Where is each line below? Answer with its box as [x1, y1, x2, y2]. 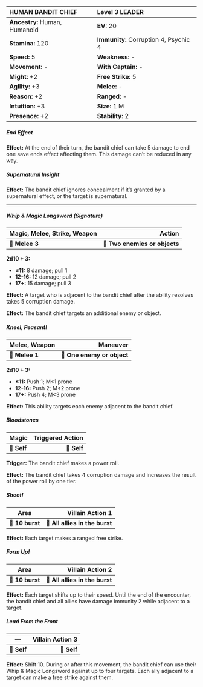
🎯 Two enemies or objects [103, 239, 179, 248]
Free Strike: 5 [97, 73, 137, 81]
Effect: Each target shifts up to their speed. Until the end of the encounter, [6, 591, 192, 599]
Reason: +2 [9, 92, 43, 101]
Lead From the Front [6, 618, 59, 625]
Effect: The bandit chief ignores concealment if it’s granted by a [6, 186, 166, 193]
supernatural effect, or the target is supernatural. [6, 192, 128, 199]
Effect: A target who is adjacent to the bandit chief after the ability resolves [6, 291, 194, 299]
